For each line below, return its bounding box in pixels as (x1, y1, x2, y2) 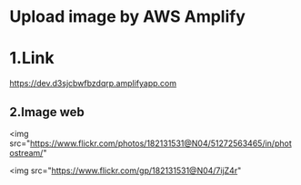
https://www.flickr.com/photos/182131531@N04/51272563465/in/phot (30, 138, 293, 149)
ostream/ (9, 147, 44, 158)
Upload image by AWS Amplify (9, 6, 246, 27)
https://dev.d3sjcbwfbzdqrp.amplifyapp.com (9, 78, 177, 89)
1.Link (9, 48, 55, 69)
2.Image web (9, 104, 85, 120)
